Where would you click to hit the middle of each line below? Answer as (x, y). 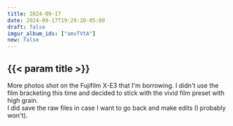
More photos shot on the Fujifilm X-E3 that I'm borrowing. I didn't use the (113, 85)
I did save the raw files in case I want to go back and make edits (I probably (117, 108)
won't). (18, 115)
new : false (23, 40)
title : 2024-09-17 (34, 14)
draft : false (26, 27)
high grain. (23, 100)
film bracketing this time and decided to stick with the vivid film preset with (116, 93)
